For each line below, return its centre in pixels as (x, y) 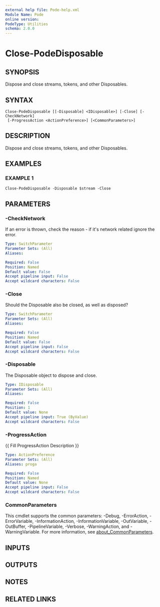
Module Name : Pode (24, 15)
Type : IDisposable (24, 384)
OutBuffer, (16, 526)
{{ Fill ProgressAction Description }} (42, 446)
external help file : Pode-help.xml (42, 10)
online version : (22, 19)
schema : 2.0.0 (20, 29)
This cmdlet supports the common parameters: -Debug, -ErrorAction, (77, 516)
